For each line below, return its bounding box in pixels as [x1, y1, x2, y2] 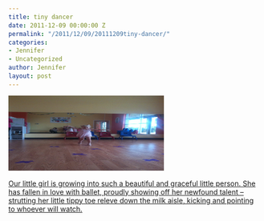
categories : [8, 38, 48, 46]
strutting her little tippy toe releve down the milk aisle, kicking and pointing [8, 195, 254, 205]
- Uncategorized [8, 55, 63, 63]
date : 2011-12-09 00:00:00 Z [8, 21, 106, 30]
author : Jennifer [8, 64, 67, 72]
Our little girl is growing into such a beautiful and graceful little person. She [8, 179, 256, 188]
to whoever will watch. [8, 204, 83, 214]
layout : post [8, 72, 52, 80]
